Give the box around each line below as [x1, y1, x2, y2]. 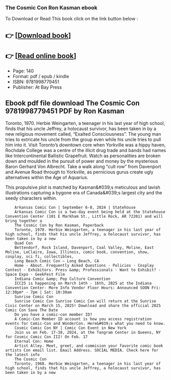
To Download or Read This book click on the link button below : [5, 16, 138, 22]
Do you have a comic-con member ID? [14, 312, 93, 317]
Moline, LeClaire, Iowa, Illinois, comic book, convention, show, [5, 249, 150, 255]
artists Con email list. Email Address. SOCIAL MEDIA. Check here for [5, 348, 159, 353]
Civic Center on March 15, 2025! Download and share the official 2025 [5, 303, 161, 309]
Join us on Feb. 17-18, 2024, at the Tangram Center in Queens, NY [14, 330, 161, 335]
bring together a [5, 218, 42, 223]
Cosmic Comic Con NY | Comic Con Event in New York [14, 325, 127, 331]
